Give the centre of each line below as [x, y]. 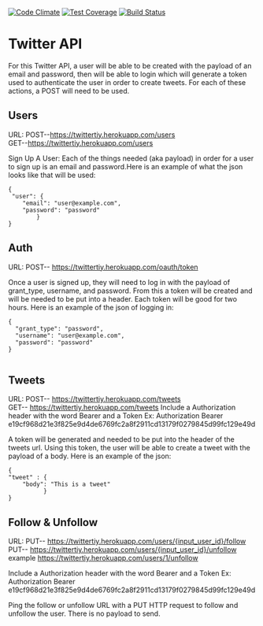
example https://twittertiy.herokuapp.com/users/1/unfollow [103, 558]
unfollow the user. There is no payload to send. [84, 613]
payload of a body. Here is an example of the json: [90, 456]
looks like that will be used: [52, 175]
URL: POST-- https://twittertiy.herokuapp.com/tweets [94, 399]
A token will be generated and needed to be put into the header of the [121, 439]
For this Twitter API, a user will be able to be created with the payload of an [130, 65]
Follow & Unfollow [53, 522]
